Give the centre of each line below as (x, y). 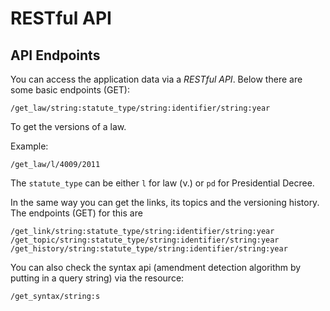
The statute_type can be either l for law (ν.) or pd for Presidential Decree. (162, 183)
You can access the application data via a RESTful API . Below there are (156, 79)
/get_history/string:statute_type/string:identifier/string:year (149, 249)
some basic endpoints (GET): (70, 90)
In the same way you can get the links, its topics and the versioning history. (165, 202)
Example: (29, 146)
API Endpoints (55, 55)
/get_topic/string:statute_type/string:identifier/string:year (145, 240)
